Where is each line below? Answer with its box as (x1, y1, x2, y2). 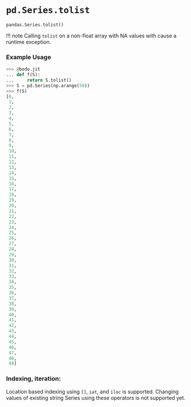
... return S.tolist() (6, 77, 72, 83)
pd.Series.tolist (6, 5, 91, 16)
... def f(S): (6, 72, 41, 78)
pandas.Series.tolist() (6, 22, 64, 28)
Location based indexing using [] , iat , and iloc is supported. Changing (6, 388, 179, 395)
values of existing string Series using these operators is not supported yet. (6, 394, 186, 401)
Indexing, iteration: (6, 375, 61, 383)
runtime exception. (6, 38, 51, 45)
